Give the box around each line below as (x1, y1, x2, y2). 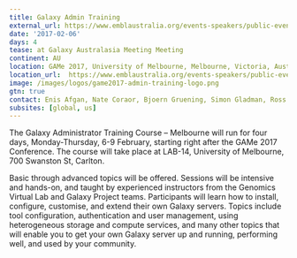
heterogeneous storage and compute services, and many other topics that (9, 220, 280, 231)
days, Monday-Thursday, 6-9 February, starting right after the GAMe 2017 (9, 137, 278, 148)
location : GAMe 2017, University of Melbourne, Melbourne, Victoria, (9, 63, 271, 72)
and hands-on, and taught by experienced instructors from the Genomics (9, 182, 276, 193)
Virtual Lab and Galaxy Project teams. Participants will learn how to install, (9, 192, 279, 202)
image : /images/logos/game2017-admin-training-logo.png (9, 79, 219, 87)
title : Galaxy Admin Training (9, 12, 121, 22)
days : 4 (9, 37, 38, 47)
